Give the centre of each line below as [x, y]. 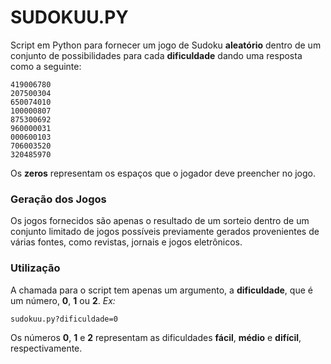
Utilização [35, 268]
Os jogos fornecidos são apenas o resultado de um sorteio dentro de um [160, 221]
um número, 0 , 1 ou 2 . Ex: [63, 300]
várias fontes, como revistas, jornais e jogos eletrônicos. [126, 242]
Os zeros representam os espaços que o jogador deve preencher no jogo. [163, 173]
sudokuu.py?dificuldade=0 [64, 319]
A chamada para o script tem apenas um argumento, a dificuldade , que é [161, 290]
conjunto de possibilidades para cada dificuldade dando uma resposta [156, 55]
